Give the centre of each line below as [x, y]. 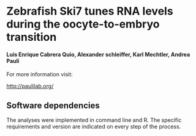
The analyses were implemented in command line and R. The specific [94, 120]
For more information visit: [40, 74]
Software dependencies [53, 105]
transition [32, 37]
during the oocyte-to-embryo [83, 24]
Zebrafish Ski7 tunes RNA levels [90, 11]
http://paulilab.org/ [30, 86]
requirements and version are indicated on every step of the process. [94, 127]
